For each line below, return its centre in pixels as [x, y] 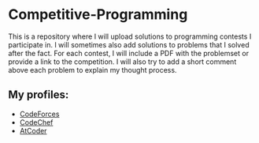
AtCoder [33, 130]
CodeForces [39, 114]
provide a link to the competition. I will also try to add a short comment [122, 62]
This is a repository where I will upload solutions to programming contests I [130, 36]
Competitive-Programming [98, 15]
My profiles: [39, 95]
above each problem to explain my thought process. [92, 70]
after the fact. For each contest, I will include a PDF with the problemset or [129, 53]
